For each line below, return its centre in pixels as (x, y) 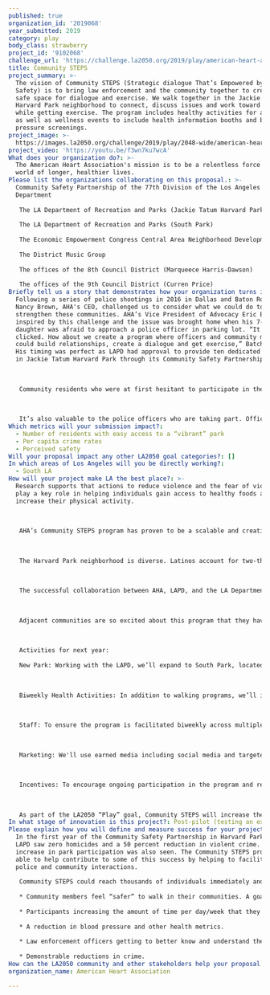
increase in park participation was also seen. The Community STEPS (133, 852)
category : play (34, 38)
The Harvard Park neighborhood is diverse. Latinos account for (129, 561)
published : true (35, 16)
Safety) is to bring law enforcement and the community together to (133, 90)
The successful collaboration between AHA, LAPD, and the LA (123, 591)
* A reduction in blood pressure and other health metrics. (122, 927)
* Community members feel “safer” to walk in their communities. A (134, 897)
